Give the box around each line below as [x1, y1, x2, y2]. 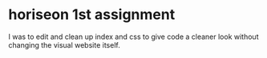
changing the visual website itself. [8, 40, 120, 49]
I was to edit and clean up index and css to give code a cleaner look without [8, 32, 259, 41]
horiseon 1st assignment [8, 6, 176, 24]
